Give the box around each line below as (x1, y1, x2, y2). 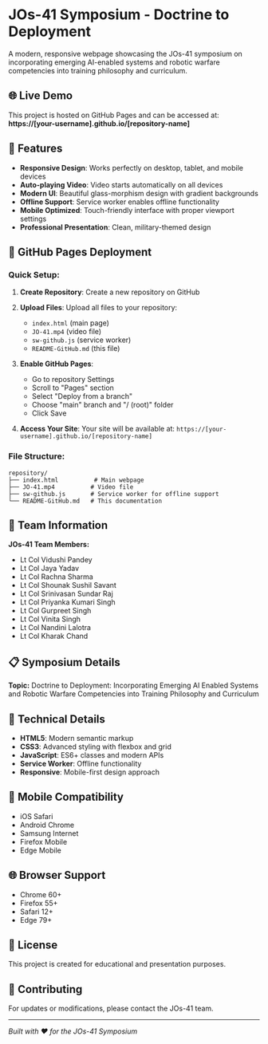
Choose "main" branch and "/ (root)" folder (31, 400, 174, 410)
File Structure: (8, 451, 65, 462)
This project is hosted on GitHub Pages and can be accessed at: (8, 110, 219, 120)
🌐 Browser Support (8, 869, 106, 882)
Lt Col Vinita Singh (19, 614, 81, 624)
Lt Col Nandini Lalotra (19, 623, 92, 632)
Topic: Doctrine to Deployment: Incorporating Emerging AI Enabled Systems (8, 680, 259, 691)
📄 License (8, 939, 58, 951)
